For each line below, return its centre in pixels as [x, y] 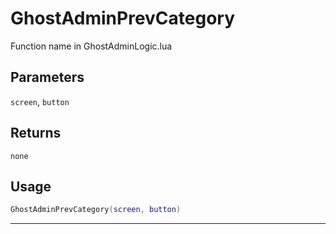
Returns [36, 133]
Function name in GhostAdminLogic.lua [91, 46]
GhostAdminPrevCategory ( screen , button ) [96, 210]
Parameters [47, 77]
